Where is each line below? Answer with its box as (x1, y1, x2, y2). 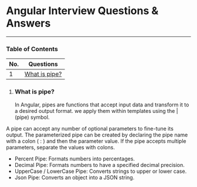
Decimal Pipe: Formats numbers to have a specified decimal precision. (14, 161, 185, 168)
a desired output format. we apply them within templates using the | (14, 107, 178, 114)
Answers (6, 16, 51, 30)
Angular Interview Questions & (6, 4, 159, 18)
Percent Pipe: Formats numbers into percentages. (14, 155, 135, 162)
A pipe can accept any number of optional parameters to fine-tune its (6, 125, 174, 132)
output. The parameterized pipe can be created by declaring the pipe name (6, 131, 188, 138)
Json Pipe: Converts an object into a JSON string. (14, 173, 135, 181)
